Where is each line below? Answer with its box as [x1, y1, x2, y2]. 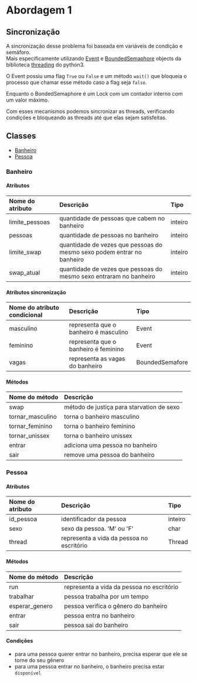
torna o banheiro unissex [64, 432, 133, 440]
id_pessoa [9, 515, 38, 523]
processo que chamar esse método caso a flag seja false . [6, 79, 147, 86]
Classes [6, 131, 36, 141]
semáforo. [6, 49, 31, 56]
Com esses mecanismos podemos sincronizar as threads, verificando [6, 108, 175, 115]
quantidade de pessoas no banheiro [59, 231, 159, 239]
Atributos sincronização [6, 288, 66, 295]
